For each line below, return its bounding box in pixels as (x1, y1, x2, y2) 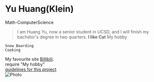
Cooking (5, 48, 21, 52)
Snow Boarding (5, 43, 34, 48)
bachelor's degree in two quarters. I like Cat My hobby (17, 34, 128, 40)
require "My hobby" (5, 61, 45, 67)
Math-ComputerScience (5, 19, 54, 25)
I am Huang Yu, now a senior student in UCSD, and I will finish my (17, 29, 149, 34)
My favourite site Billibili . (5, 56, 54, 62)
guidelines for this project (5, 66, 57, 72)
